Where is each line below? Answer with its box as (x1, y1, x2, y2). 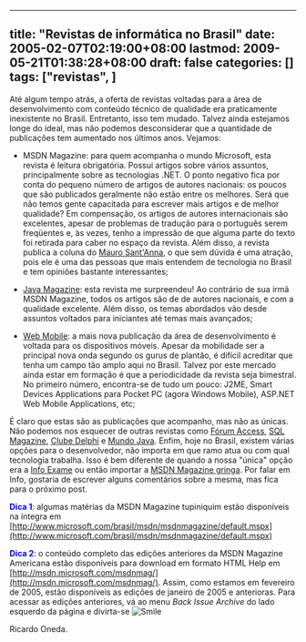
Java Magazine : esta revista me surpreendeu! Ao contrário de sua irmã (22, 283, 290, 294)
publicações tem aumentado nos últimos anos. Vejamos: (9, 132, 221, 143)
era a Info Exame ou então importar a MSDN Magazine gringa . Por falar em (9, 464, 291, 474)
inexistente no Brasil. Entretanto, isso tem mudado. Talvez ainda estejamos (9, 113, 290, 124)
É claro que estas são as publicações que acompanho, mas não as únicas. (9, 415, 289, 426)
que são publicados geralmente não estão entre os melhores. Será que (22, 189, 290, 199)
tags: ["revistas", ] (9, 69, 117, 85)
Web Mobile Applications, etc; (22, 398, 136, 409)
